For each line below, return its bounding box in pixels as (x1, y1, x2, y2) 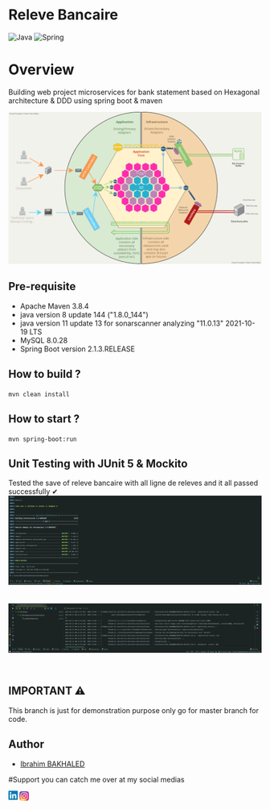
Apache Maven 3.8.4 (19, 301, 90, 311)
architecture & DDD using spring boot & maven (8, 95, 163, 106)
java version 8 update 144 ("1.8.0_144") (19, 309, 149, 319)
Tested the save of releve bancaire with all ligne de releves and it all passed (8, 478, 259, 488)
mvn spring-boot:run (8, 435, 78, 443)
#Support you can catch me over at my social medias (8, 774, 185, 784)
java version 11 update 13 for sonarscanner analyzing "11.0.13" (19, 318, 224, 328)
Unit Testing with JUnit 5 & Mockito (8, 457, 188, 471)
